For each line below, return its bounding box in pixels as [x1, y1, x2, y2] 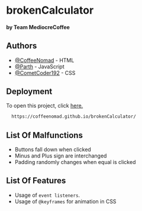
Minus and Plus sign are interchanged [14, 152, 107, 159]
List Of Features [6, 176, 66, 186]
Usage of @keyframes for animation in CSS [14, 197, 117, 205]
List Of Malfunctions [6, 130, 83, 140]
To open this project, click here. [6, 102, 83, 109]
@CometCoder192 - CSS [14, 69, 76, 76]
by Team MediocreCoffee [6, 23, 70, 30]
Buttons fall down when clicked [14, 146, 92, 153]
